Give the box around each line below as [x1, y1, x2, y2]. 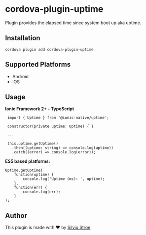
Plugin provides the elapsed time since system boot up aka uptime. [5, 20, 142, 26]
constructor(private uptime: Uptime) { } [7, 124, 94, 129]
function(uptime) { [14, 172, 54, 177]
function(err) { [14, 185, 48, 190]
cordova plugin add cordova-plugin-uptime [5, 47, 94, 52]
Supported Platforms [5, 60, 71, 69]
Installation [5, 34, 40, 42]
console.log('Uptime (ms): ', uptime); [23, 176, 105, 181]
